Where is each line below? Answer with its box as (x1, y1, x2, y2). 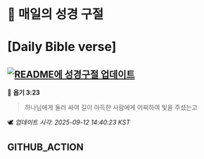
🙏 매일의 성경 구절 (7, 6, 104, 22)
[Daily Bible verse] (7, 39, 117, 55)
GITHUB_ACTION (7, 141, 84, 153)
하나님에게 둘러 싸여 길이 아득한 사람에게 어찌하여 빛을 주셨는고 (24, 103, 198, 112)
